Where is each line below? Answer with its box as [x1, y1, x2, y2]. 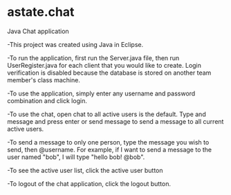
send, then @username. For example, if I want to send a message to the [7, 145, 212, 154]
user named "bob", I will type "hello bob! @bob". [7, 153, 145, 161]
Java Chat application [7, 27, 69, 35]
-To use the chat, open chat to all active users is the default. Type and [7, 110, 206, 118]
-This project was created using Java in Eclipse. [7, 40, 144, 48]
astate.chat [7, 4, 75, 20]
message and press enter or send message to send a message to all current [7, 117, 224, 125]
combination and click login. [7, 96, 88, 104]
